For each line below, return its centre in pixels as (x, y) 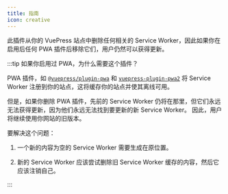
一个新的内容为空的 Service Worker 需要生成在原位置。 (94, 147)
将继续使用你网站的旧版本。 (46, 118)
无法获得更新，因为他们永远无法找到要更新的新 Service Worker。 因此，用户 (115, 110)
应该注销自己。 (38, 170)
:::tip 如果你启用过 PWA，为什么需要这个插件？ (73, 63)
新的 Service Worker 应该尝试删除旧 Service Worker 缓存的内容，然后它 (118, 162)
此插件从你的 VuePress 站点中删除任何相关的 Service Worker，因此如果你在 (114, 40)
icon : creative (29, 20)
